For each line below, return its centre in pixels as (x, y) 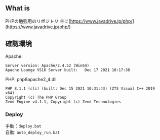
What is (18, 8)
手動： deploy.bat (23, 126)
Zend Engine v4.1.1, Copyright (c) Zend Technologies (63, 102)
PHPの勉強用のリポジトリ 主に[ (38, 21)
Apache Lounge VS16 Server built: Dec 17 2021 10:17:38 (68, 70)
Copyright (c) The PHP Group (36, 97)
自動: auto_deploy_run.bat (33, 132)
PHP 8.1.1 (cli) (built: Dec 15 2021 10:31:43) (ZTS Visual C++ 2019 (80, 88)
